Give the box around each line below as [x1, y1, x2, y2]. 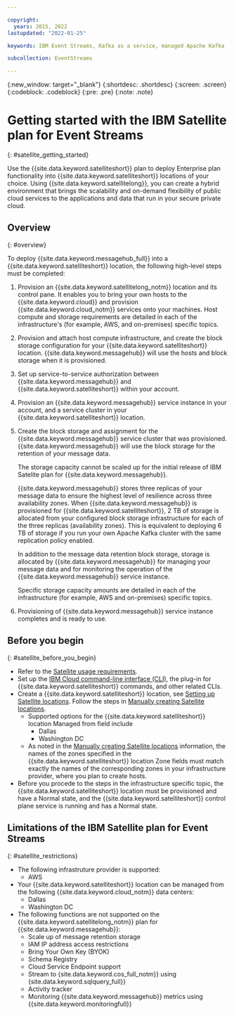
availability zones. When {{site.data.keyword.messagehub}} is [17, 498, 197, 507]
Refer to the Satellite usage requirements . [17, 667, 138, 675]
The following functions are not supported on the [17, 910, 160, 918]
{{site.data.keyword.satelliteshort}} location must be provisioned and [17, 787, 217, 795]
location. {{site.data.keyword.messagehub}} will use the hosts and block [17, 349, 228, 357]
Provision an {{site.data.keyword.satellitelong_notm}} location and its [17, 283, 218, 291]
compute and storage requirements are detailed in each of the [17, 312, 197, 321]
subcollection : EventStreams [7, 55, 93, 62]
